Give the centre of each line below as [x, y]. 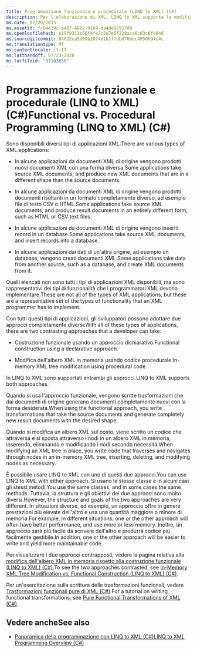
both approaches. [28, 384]
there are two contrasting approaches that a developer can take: [84, 331]
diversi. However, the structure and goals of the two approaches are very [94, 500]
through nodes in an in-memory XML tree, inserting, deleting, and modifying [98, 457]
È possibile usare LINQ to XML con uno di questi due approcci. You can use [96, 475]
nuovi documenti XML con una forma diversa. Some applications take [98, 168]
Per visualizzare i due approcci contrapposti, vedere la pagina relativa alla [95, 555]
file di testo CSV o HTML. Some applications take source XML [89, 204]
